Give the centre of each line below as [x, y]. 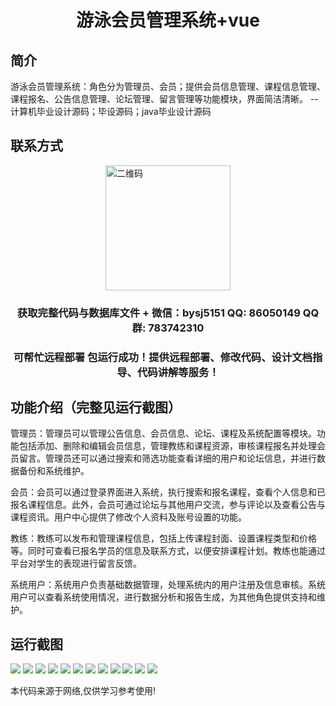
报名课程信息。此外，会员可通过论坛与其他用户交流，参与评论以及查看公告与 [168, 505]
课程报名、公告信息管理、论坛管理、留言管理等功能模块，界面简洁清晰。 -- [164, 99]
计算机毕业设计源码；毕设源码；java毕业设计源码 [111, 111]
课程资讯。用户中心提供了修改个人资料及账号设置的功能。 [128, 517]
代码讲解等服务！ [178, 372]
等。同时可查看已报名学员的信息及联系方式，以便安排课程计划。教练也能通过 [168, 551]
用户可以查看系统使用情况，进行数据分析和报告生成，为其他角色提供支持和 [163, 597]
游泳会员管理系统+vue [168, 20]
